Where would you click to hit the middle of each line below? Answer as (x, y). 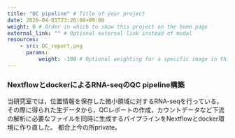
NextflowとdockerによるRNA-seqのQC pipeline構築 (96, 84)
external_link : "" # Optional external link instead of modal (100, 33)
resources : (23, 40)
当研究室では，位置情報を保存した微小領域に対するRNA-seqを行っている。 (115, 101)
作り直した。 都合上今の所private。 (70, 128)
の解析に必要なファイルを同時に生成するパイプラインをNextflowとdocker (113, 118)
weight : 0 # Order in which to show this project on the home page (108, 26)
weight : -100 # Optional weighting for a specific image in (128, 59)
